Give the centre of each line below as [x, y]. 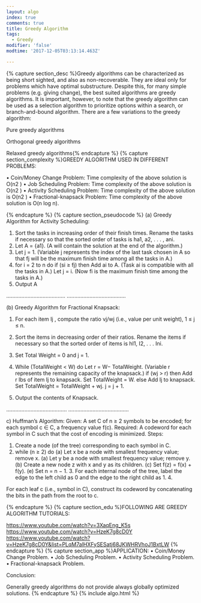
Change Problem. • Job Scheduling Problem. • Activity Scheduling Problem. [100, 557]
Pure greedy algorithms [35, 129]
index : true [21, 17]
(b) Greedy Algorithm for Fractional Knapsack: [63, 307]
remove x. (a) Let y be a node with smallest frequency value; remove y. [103, 458]
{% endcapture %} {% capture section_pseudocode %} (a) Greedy [89, 215]
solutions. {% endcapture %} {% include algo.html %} [73, 593]
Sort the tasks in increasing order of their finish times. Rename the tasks [104, 233]
